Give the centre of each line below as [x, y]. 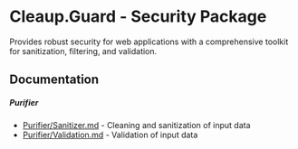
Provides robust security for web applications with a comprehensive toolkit [149, 42]
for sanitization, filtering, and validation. [83, 51]
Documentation [54, 80]
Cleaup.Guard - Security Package [138, 17]
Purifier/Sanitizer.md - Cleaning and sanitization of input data [136, 126]
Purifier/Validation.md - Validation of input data [110, 135]
